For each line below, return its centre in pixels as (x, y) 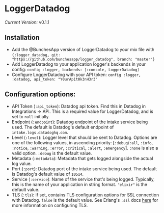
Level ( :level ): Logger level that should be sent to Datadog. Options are (84, 137)
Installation (22, 38)
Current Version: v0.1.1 (27, 22)
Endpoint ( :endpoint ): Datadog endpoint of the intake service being (80, 122)
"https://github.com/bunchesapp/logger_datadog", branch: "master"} (83, 59)
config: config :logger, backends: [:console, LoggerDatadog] (75, 69)
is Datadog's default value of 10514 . (48, 174)
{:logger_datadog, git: (36, 55)
